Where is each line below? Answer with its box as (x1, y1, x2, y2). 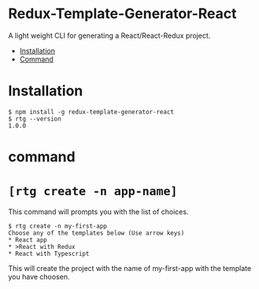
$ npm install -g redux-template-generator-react (8, 108, 175, 116)
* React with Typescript (8, 250, 90, 258)
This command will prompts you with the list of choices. (8, 207, 189, 217)
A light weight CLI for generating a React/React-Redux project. (8, 31, 211, 40)
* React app (8, 236, 47, 244)
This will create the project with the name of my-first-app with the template (8, 264, 252, 272)
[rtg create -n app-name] (8, 184, 178, 199)
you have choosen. (8, 272, 70, 281)
